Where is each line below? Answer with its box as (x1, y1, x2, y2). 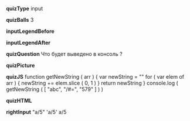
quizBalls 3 (6, 16, 34, 23)
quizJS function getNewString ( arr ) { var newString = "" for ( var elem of (6, 73, 185, 80)
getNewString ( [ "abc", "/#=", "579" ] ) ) (6, 86, 104, 93)
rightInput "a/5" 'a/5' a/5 (6, 109, 67, 115)
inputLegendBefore (6, 28, 55, 35)
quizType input (6, 5, 43, 12)
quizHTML (6, 97, 32, 104)
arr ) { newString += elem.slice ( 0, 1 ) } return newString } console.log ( (6, 79, 179, 86)
